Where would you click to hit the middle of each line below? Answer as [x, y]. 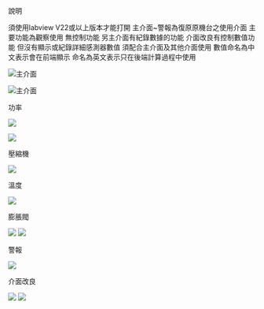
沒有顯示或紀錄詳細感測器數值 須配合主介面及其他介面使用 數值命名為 [136, 47]
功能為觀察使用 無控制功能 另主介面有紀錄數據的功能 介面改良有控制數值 [131, 37]
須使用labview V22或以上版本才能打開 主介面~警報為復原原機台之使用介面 [128, 28]
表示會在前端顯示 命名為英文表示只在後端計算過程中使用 [105, 57]
